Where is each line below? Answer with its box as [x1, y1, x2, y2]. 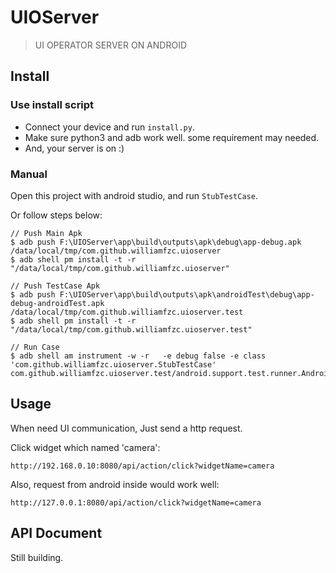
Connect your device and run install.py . [24, 121, 195, 133]
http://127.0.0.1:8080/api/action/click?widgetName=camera [10, 497, 262, 508]
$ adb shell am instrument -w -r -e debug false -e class [10, 351, 267, 361]
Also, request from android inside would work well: [10, 478, 220, 490]
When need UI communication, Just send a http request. [10, 422, 243, 434]
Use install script [10, 98, 95, 112]
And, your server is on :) [24, 142, 125, 154]
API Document [10, 525, 103, 542]
